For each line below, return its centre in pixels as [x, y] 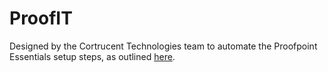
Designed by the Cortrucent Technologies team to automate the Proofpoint [163, 46]
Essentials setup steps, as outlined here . [92, 56]
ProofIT [41, 18]
